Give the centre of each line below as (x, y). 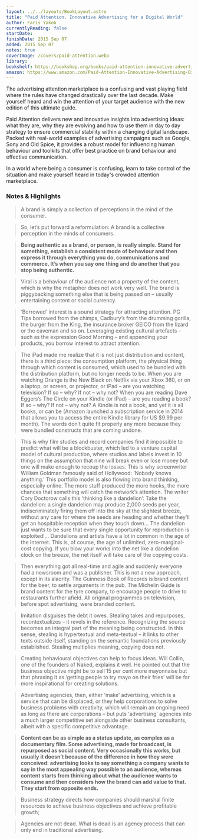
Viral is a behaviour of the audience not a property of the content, (100, 281)
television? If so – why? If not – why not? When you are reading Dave (104, 392)
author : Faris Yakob (32, 22)
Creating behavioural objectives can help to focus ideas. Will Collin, (102, 658)
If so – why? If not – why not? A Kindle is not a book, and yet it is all (102, 405)
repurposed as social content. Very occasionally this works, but (100, 750)
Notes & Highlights (33, 196)
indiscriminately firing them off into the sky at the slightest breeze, (101, 511)
